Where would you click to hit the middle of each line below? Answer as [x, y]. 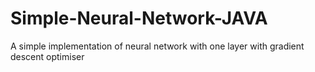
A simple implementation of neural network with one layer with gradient [157, 46]
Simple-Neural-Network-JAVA [139, 18]
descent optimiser [47, 56]
